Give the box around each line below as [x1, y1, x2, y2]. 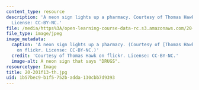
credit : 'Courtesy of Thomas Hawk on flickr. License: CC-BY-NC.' [11, 53, 179, 59]
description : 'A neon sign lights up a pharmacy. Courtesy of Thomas [6, 14, 182, 20]
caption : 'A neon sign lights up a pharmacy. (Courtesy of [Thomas [11, 42, 182, 48]
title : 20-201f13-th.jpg [6, 69, 68, 75]
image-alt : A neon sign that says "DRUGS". [11, 58, 120, 64]
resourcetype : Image [6, 63, 57, 70]
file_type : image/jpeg [6, 31, 62, 37]
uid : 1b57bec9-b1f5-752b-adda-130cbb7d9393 [6, 75, 115, 81]
